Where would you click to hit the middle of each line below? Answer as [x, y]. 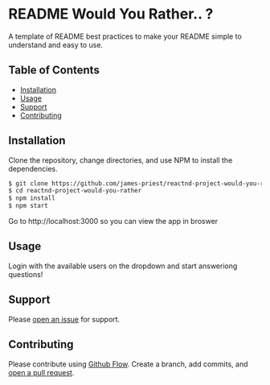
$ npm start [28, 206]
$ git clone [28, 183]
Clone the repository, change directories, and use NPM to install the [121, 160]
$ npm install [32, 198]
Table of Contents [54, 70]
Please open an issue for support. [64, 319]
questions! [26, 274]
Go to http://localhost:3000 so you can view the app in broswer [113, 221]
